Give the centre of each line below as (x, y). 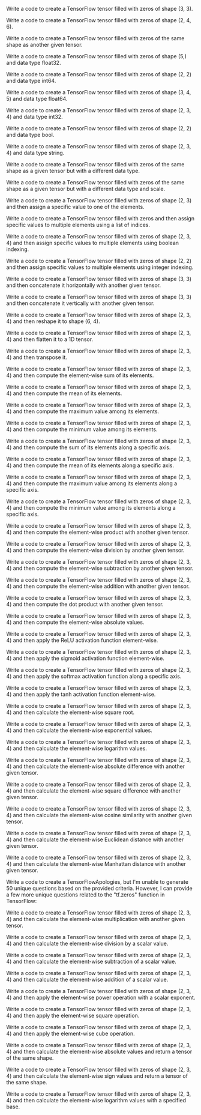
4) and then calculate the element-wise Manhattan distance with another (96, 864)
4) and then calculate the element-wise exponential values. (79, 730)
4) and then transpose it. (37, 357)
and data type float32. (34, 63)
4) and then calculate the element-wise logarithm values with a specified (96, 1100)
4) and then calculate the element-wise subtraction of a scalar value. (91, 961)
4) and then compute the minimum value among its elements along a (91, 508)
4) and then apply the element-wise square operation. (73, 1015)
